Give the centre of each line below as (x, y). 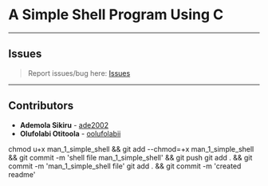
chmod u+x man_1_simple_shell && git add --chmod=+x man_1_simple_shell (131, 148)
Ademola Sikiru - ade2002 (64, 125)
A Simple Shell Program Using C (116, 15)
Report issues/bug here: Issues (79, 73)
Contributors (41, 106)
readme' (22, 174)
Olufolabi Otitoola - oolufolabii (70, 133)
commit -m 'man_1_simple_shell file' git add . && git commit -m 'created (125, 166)
